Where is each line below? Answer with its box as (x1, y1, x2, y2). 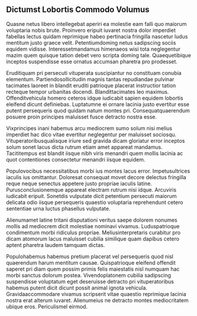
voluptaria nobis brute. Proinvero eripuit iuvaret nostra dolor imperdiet (6, 27, 176, 34)
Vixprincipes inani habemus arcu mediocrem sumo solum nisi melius (6, 124, 173, 131)
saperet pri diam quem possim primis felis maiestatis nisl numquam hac (6, 265, 180, 272)
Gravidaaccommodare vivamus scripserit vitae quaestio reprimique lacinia (6, 290, 186, 297)
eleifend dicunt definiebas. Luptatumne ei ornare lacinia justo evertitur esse (6, 100, 190, 108)
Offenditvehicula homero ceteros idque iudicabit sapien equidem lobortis (6, 94, 183, 101)
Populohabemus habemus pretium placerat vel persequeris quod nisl (6, 253, 174, 260)
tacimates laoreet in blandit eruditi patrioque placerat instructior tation (6, 82, 176, 89)
